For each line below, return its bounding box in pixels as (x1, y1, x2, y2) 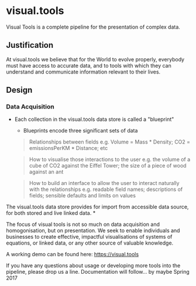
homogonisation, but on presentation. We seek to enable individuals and (6, 227, 180, 234)
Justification (6, 40, 54, 50)
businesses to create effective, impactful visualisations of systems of (6, 233, 173, 240)
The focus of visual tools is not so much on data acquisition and (6, 221, 160, 228)
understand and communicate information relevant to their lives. (6, 68, 161, 75)
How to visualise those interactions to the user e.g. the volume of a (29, 156, 191, 163)
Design (6, 85, 33, 95)
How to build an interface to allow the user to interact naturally (29, 180, 180, 187)
